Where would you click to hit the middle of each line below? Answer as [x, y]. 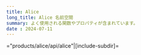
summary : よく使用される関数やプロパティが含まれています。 [72, 23]
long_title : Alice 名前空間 [40, 18]
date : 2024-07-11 [29, 29]
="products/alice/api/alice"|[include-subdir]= [63, 46]
